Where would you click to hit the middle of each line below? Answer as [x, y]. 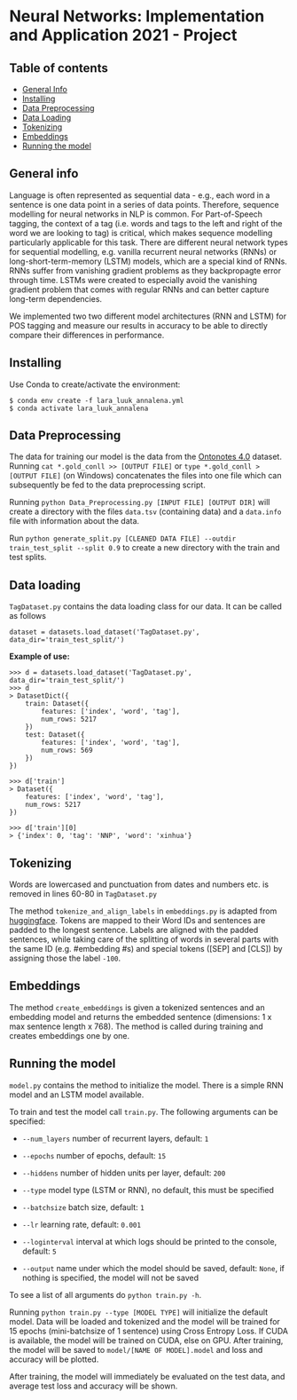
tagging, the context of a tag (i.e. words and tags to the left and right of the [146, 223]
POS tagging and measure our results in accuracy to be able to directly [139, 325]
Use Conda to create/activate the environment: [95, 384]
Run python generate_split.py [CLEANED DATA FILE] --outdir [123, 538]
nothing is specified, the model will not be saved [110, 1277]
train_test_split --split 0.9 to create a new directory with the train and [145, 548]
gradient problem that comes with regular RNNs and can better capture [139, 289]
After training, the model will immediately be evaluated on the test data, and [147, 1376]
